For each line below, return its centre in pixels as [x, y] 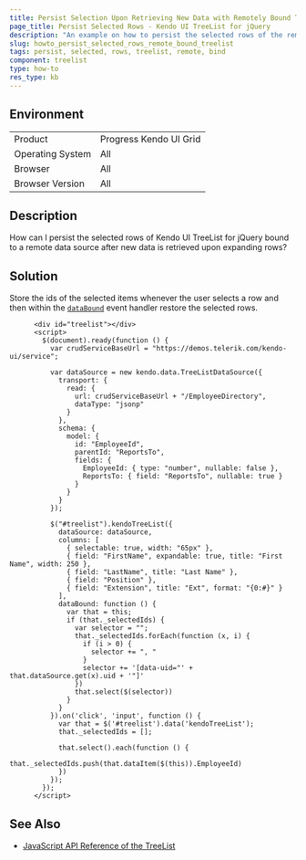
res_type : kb [34, 78]
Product [31, 139]
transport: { [82, 381]
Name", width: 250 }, [51, 564]
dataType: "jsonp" [109, 404]
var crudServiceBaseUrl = [99, 349]
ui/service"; [34, 357]
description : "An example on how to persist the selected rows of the [146, 35]
